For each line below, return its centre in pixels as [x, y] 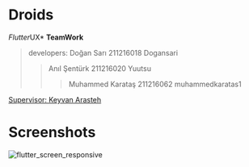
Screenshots [52, 133]
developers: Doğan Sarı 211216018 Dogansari [103, 52]
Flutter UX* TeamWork [46, 37]
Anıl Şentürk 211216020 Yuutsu [100, 68]
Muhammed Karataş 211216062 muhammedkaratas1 [155, 84]
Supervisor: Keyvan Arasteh [55, 99]
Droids [31, 15]
